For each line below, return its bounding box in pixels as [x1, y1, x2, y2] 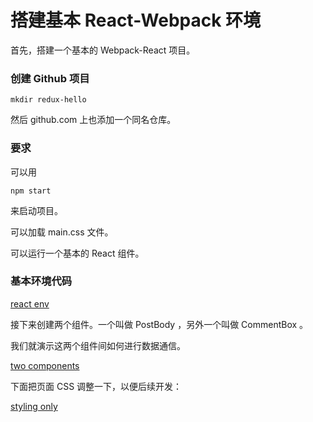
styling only [10, 400, 58, 412]
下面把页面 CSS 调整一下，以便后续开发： [10, 380, 183, 392]
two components [10, 359, 80, 371]
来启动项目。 [10, 204, 63, 216]
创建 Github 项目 [10, 71, 90, 85]
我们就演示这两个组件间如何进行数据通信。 [10, 339, 186, 351]
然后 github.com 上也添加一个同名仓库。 [10, 114, 177, 126]
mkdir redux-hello [10, 95, 87, 105]
